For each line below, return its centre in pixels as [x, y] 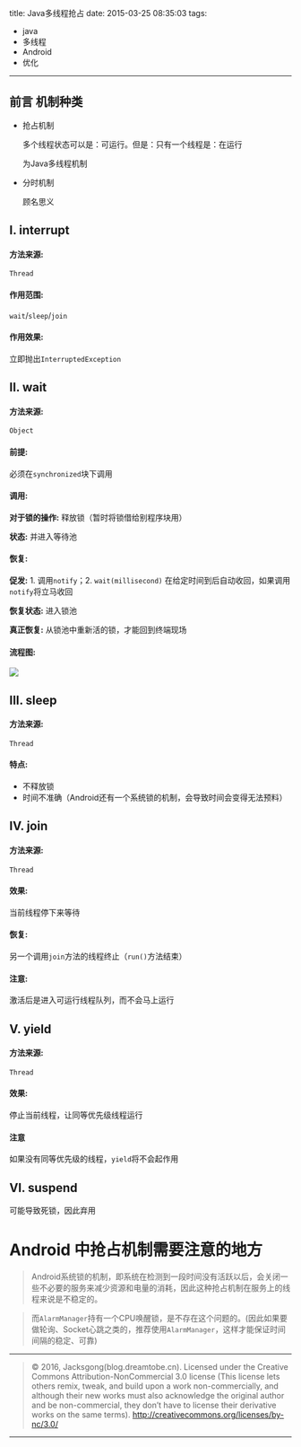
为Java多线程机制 [55, 163]
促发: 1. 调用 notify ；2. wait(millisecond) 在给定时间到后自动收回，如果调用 [150, 581]
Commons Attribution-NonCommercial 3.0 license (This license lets [155, 1376]
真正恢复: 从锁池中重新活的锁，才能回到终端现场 [98, 630]
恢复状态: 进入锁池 [43, 611]
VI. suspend [43, 1188]
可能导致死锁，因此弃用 [52, 1211]
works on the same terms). [81, 1414]
